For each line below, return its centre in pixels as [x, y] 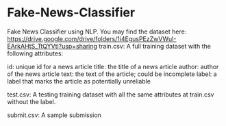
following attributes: [35, 53]
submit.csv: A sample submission [54, 115]
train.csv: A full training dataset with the [155, 46]
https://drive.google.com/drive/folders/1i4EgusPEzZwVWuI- [92, 38]
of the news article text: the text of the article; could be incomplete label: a [112, 74]
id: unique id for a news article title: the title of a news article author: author [113, 66]
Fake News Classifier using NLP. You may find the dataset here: [97, 32]
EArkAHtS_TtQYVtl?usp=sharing [52, 46]
